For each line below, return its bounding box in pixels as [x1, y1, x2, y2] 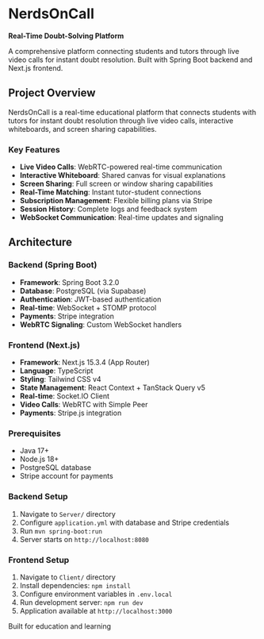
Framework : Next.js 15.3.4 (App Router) [19, 358, 151, 368]
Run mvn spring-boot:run [19, 525, 103, 536]
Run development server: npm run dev [19, 597, 143, 607]
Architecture [8, 236, 73, 249]
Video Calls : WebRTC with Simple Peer [19, 400, 148, 410]
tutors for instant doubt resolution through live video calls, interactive [8, 116, 234, 125]
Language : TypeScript [19, 366, 94, 375]
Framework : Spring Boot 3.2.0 [19, 277, 120, 287]
